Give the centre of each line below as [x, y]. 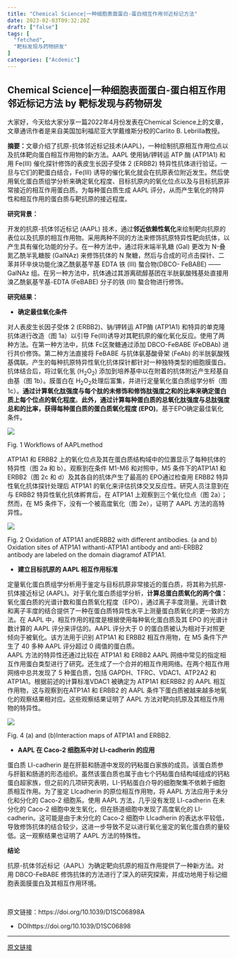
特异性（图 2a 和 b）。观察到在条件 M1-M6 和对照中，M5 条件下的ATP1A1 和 [117, 468]
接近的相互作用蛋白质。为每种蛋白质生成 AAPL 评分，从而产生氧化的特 [116, 190]
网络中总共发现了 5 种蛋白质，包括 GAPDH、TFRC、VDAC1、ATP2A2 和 [112, 673]
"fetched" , [30, 40]
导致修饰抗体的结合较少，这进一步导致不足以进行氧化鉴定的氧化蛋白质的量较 [119, 827]
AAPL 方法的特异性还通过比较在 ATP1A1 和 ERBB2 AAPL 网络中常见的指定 [114, 655]
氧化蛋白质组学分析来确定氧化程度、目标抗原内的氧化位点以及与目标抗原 [118, 181]
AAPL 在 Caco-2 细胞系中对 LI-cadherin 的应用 [86, 750]
